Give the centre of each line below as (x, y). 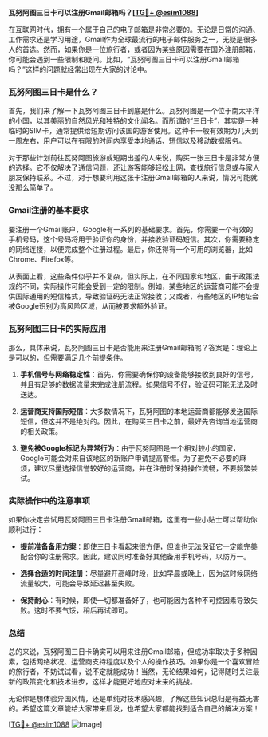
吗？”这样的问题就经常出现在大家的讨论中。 (80, 69)
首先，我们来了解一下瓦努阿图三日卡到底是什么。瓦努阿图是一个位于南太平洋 (134, 111)
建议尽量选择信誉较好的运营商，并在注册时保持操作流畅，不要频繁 (142, 468)
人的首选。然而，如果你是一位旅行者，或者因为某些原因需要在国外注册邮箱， (134, 49)
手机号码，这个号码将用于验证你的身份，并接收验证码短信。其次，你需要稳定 (134, 239)
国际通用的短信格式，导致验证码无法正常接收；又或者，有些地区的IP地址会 (137, 296)
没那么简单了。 (33, 187)
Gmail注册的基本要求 (49, 211)
